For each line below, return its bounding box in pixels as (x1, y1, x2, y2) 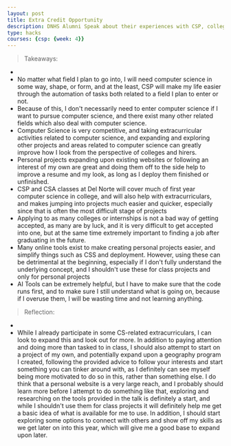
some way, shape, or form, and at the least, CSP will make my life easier (16, 83, 221, 91)
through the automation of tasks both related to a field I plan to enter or (16, 90, 219, 98)
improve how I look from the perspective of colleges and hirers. (16, 149, 197, 157)
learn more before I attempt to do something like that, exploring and (16, 387, 209, 396)
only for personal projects (16, 273, 91, 281)
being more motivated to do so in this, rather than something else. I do (16, 372, 217, 381)
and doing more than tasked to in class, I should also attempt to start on (16, 343, 221, 352)
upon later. (16, 431, 48, 439)
